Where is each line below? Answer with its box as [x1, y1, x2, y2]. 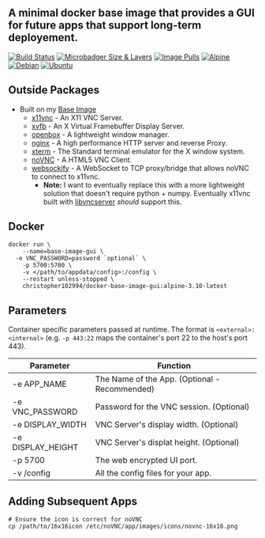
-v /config [12, 468, 51, 479]
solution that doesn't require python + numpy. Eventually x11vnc [43, 188, 251, 198]
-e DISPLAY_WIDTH [12, 419, 87, 430]
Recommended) [95, 384, 155, 395]
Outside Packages [8, 83, 100, 97]
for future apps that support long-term [8, 19, 202, 32]
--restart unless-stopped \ [22, 275, 114, 283]
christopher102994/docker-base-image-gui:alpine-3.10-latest [22, 282, 227, 290]
